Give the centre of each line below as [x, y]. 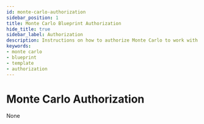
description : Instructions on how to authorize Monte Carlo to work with [102, 40]
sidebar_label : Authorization [45, 35]
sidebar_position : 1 [33, 18]
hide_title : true [28, 29]
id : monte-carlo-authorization [46, 12]
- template [20, 63]
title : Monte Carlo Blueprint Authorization [64, 23]
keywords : [19, 46]
